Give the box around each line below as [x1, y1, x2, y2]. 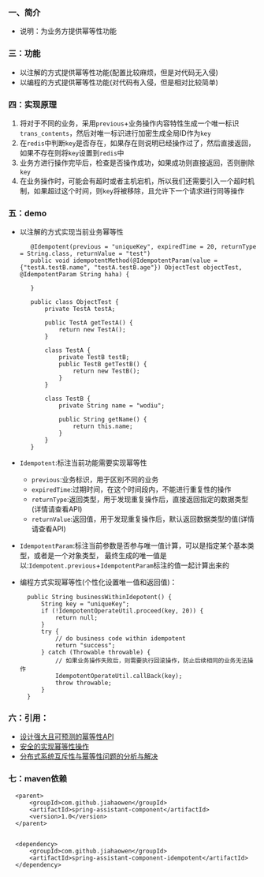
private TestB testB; [58, 354, 130, 362]
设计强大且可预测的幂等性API [19, 732, 114, 741]
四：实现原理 [8, 99, 58, 110]
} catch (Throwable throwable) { [40, 649, 151, 657]
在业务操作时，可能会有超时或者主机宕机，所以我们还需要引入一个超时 [19, 176, 248, 186]
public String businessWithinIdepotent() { [27, 594, 172, 602]
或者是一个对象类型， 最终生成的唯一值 [33, 551, 160, 560]
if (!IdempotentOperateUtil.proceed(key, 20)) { [40, 607, 204, 615]
